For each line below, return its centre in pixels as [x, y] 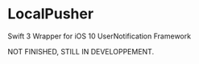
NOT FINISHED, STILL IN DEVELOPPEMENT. [81, 51]
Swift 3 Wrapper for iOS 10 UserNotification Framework [99, 36]
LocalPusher [51, 14]
